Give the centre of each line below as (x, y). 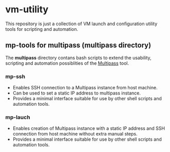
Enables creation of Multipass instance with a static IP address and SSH (89, 128)
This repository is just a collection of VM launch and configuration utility (81, 24)
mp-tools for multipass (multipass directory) (78, 45)
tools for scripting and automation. (42, 29)
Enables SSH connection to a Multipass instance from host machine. (85, 88)
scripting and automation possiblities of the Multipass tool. (67, 63)
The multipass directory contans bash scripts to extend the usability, (78, 58)
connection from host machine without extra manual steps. (75, 134)
